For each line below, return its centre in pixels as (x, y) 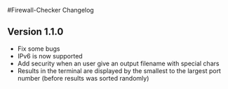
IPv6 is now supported (50, 56)
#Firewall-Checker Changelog (51, 10)
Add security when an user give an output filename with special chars (118, 63)
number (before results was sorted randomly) (83, 78)
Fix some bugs (39, 49)
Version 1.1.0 (35, 32)
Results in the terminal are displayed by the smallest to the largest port (119, 71)
